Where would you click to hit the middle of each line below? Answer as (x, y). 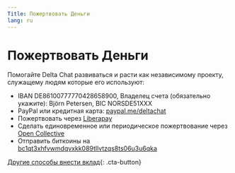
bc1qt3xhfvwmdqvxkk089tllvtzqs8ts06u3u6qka (87, 148)
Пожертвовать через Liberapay (65, 119)
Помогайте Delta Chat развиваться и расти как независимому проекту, (116, 75)
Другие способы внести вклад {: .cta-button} (74, 162)
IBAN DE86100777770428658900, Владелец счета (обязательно (114, 96)
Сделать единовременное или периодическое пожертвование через (122, 126)
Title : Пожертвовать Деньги (49, 14)
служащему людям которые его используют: (76, 83)
